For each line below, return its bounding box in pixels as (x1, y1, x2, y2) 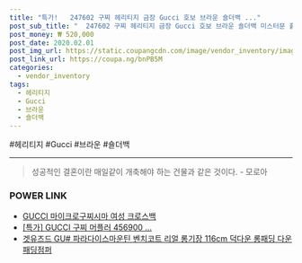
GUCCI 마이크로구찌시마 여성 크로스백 (22, 211, 157, 222)
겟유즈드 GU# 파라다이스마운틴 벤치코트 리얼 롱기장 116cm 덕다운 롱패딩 (22, 233, 276, 244)
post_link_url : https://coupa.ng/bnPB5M (9, 55, 164, 64)
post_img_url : (9, 47, 63, 56)
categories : (9, 64, 54, 73)
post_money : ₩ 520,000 (9, 30, 94, 39)
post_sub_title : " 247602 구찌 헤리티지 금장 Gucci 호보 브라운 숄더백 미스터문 (9, 22, 286, 31)
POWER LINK (9, 189, 67, 202)
